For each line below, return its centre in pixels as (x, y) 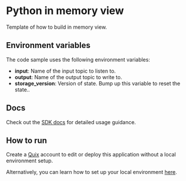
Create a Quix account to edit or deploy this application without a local (91, 155)
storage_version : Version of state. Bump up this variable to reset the (97, 83)
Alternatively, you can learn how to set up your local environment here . (92, 172)
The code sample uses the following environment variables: (78, 59)
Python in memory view (65, 11)
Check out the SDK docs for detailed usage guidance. (71, 122)
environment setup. (30, 161)
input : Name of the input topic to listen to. (65, 71)
